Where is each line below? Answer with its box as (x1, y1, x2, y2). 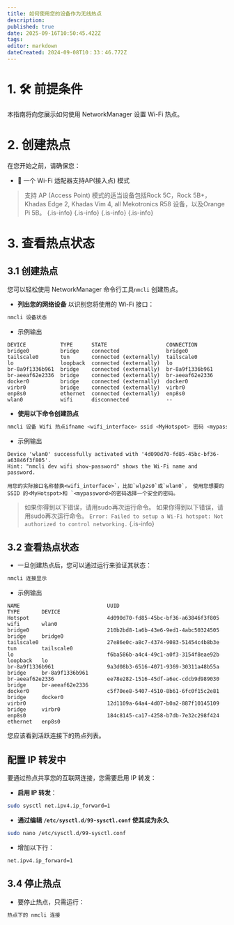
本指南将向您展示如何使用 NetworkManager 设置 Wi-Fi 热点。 (7, 109, 183, 119)
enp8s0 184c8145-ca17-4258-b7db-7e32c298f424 (7, 712, 219, 719)
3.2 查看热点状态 (7, 541, 79, 553)
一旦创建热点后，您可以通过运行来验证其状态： (17, 561, 152, 569)
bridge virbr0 (7, 706, 61, 713)
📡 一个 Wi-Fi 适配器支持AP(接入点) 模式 (17, 176, 130, 185)
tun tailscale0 (7, 645, 73, 652)
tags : (7, 36, 23, 43)
